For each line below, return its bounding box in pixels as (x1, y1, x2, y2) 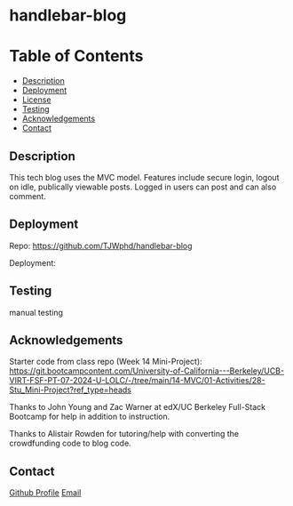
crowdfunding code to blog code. (9, 438, 131, 449)
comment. (9, 190, 46, 201)
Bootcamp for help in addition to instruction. (9, 411, 170, 422)
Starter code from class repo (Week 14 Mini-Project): (9, 357, 202, 367)
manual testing (9, 307, 64, 317)
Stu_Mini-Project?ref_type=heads (9, 384, 131, 396)
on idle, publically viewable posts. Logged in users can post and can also (9, 181, 277, 192)
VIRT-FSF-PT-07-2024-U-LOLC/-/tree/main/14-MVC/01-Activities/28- (9, 375, 265, 386)
